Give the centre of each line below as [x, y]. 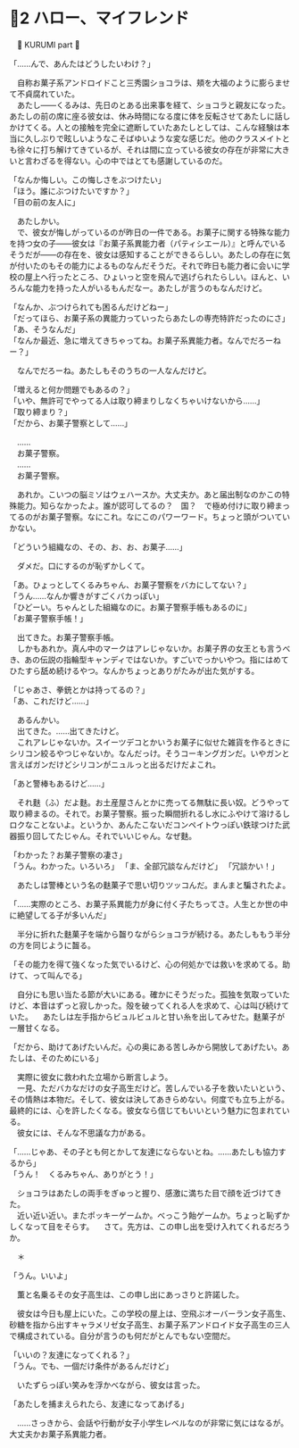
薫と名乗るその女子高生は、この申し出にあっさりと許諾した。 [130, 1294]
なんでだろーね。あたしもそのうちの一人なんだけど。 [114, 370]
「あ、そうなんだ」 [45, 329]
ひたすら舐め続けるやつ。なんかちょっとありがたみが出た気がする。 [134, 670]
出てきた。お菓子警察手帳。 [67, 637]
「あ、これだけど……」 [51, 701]
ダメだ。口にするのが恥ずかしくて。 [83, 566]
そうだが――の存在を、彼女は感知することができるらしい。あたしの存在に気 [150, 254]
